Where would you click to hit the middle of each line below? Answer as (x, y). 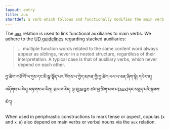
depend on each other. (41, 65)
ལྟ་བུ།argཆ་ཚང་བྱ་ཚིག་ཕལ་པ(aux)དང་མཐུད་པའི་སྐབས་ (116, 89)
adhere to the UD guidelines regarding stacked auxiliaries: (66, 39)
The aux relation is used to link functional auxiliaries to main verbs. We (78, 34)
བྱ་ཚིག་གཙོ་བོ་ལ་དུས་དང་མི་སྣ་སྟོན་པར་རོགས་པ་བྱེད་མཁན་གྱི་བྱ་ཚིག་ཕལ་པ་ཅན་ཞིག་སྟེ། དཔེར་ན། (79, 77)
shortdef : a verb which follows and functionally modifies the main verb (85, 19)
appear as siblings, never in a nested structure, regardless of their (86, 54)
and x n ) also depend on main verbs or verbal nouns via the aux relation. (80, 122)
